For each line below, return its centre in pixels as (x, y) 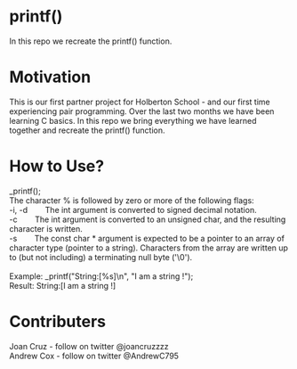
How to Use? (57, 166)
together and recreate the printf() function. (87, 130)
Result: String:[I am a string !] (63, 285)
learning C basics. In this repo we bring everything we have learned (133, 120)
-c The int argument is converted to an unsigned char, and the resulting (148, 219)
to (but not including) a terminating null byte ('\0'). (101, 257)
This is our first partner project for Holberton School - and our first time (140, 102)
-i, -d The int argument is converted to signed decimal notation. (133, 209)
